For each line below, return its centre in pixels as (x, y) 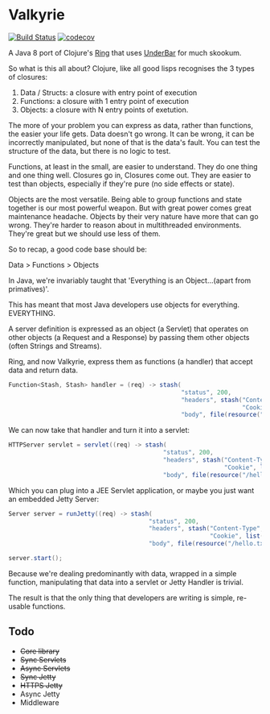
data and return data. (43, 370)
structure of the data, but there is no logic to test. (90, 151)
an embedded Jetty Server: (54, 499)
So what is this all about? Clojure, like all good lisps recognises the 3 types (131, 68)
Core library (40, 651)
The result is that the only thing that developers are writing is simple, (122, 597)
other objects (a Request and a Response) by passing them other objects (129, 337)
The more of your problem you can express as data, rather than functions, (131, 125)
